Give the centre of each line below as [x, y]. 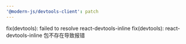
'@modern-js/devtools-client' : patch [52, 11]
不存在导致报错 [67, 35]
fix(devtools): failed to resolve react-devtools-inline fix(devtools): [85, 28]
